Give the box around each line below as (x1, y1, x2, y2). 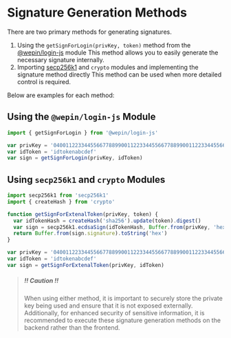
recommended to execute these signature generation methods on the (23, 316, 221, 324)
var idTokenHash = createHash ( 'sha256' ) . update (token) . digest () (13, 217, 201, 224)
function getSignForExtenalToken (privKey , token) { (7, 210, 158, 218)
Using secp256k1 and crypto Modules (7, 174, 166, 186)
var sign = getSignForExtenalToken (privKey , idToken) (7, 261, 165, 268)
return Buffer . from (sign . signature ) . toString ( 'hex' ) (13, 230, 168, 237)
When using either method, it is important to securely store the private (23, 294, 223, 302)
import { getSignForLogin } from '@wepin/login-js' (7, 129, 158, 136)
